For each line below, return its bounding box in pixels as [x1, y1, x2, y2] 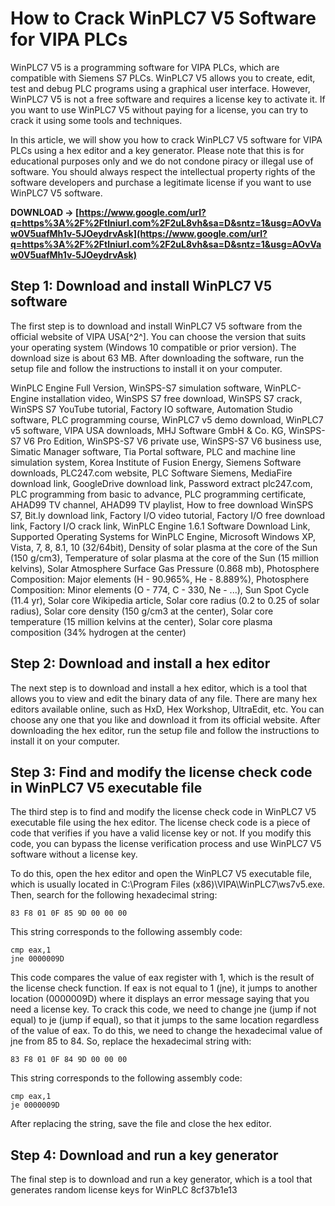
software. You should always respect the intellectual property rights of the [10, 165, 316, 177]
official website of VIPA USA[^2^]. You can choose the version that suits [10, 330, 307, 342]
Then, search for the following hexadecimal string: [10, 889, 218, 901]
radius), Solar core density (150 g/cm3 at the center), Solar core [10, 605, 274, 617]
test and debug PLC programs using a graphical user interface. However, [10, 82, 311, 94]
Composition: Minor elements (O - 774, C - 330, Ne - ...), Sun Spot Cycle [10, 583, 310, 596]
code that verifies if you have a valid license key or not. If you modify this [10, 827, 312, 839]
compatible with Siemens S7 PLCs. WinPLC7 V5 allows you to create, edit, [10, 72, 316, 84]
